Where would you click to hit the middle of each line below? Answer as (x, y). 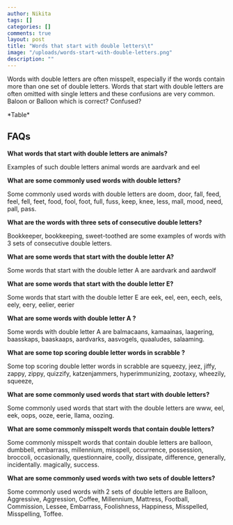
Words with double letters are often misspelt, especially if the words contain (116, 79)
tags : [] (20, 20)
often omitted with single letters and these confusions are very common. (111, 93)
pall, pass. (22, 208)
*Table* (18, 114)
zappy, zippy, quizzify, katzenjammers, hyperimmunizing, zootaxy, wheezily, (116, 373)
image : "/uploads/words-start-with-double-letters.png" (90, 53)
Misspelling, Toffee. (35, 514)
